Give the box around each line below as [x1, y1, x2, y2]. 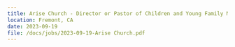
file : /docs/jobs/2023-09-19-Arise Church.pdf [7, 29, 145, 37]
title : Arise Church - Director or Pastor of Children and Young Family [7, 10, 224, 17]
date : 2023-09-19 [7, 23, 58, 30]
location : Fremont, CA [7, 17, 73, 23]
